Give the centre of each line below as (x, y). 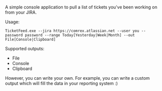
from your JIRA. (21, 12)
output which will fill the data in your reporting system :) (61, 83)
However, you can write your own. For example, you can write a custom (78, 78)
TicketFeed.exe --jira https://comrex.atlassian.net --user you (72, 31)
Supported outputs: (25, 48)
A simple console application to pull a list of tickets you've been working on (81, 7)
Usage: (12, 22)
